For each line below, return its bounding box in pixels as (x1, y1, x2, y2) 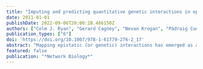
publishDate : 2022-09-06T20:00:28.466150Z (6, 20, 115, 26)
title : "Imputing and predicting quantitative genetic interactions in (6, 8, 190, 15)
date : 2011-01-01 (6, 14, 50, 20)
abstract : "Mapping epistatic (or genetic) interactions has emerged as (6, 43, 193, 49)
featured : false (6, 48, 47, 54)
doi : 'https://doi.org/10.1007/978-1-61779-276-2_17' (6, 37, 145, 43)
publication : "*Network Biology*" (6, 53, 94, 59)
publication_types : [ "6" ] (6, 31, 71, 37)
